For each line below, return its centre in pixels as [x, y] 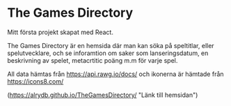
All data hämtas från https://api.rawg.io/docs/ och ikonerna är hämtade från [115, 74]
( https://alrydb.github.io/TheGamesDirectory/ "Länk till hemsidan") [103, 95]
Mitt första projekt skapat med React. [60, 32]
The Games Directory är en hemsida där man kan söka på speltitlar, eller [111, 45]
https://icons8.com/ [35, 81]
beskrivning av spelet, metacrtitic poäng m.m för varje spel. [93, 60]
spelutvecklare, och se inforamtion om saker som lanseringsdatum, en [108, 53]
